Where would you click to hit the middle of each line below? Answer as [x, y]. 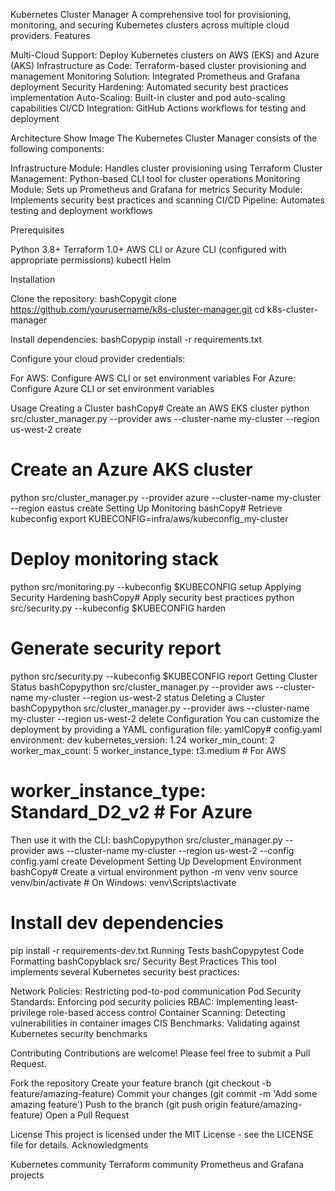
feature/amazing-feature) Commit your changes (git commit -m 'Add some [164, 1093]
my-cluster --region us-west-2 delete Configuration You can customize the [165, 718]
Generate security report [116, 648]
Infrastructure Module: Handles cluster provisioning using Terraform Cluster [166, 168]
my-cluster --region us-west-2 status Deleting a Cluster [150, 697]
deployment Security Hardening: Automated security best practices [149, 87]
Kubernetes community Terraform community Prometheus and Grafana [157, 1164]
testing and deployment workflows [81, 210]
